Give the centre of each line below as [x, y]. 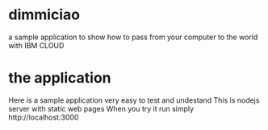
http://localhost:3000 [44, 117]
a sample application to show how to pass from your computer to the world [133, 37]
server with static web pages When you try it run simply [101, 108]
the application [60, 78]
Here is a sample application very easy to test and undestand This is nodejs [134, 100]
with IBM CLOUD [36, 45]
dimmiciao [44, 15]
